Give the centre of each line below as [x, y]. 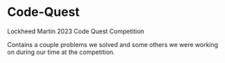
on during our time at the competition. [61, 52]
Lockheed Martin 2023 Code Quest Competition [76, 31]
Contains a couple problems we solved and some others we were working [113, 44]
